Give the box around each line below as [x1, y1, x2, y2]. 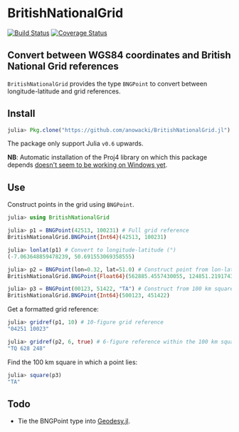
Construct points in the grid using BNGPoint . [7, 200, 134, 209]
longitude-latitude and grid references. [7, 87, 121, 96]
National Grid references [7, 61, 119, 73]
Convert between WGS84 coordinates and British [7, 49, 231, 61]
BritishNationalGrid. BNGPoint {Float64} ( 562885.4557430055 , [7, 272, 186, 279]
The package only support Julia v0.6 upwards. [7, 139, 144, 148]
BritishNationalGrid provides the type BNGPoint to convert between [7, 79, 208, 88]
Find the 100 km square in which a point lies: [7, 358, 138, 366]
